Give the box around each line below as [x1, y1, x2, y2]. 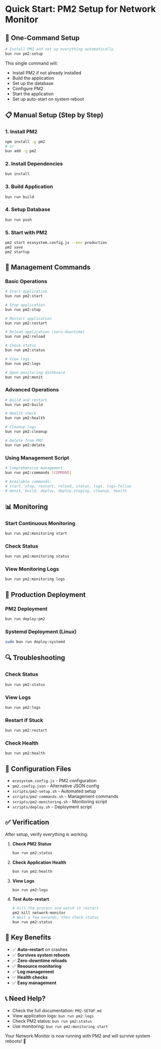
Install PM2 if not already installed [12, 70, 81, 76]
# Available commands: [5, 479, 52, 484]
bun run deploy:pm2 [5, 616, 45, 621]
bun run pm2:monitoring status [5, 554, 70, 559]
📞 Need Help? [5, 994, 46, 1003]
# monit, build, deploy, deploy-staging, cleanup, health [5, 488, 127, 493]
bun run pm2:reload [5, 334, 45, 339]
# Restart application [5, 316, 52, 321]
